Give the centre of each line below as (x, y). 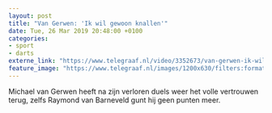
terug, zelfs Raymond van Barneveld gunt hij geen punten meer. (115, 100)
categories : (28, 38)
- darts (21, 53)
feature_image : (34, 69)
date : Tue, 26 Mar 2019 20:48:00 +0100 (76, 31)
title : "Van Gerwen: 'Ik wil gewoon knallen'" (88, 23)
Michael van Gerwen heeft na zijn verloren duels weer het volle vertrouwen (134, 91)
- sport (21, 46)
